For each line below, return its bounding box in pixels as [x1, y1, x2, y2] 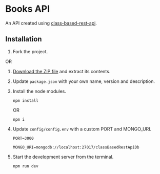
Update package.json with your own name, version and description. [12, 78, 155, 84]
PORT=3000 [12, 136, 34, 141]
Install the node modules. [12, 88, 67, 94]
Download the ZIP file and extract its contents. [12, 68, 111, 74]
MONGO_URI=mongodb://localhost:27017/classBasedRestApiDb [12, 144, 139, 150]
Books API [5, 3, 50, 15]
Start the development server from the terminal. [12, 154, 114, 160]
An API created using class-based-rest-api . [5, 20, 97, 26]
